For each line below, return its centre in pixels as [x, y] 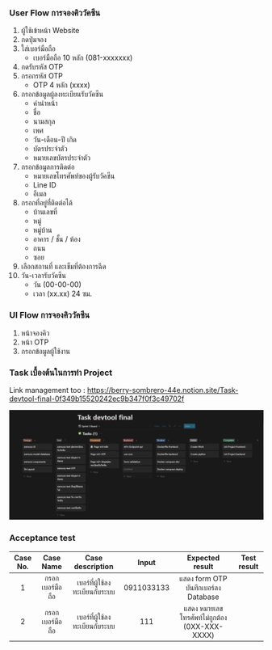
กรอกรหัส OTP [42, 76]
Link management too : [47, 390]
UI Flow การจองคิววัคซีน [50, 315]
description [94, 567]
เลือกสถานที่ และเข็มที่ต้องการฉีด [63, 267]
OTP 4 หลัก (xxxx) [62, 85]
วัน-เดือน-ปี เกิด [55, 140]
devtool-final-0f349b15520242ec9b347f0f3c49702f [97, 399]
